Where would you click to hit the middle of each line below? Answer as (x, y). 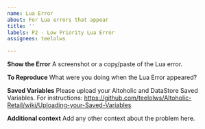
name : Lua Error (30, 13)
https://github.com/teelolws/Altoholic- (138, 98)
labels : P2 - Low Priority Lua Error (61, 32)
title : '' (21, 26)
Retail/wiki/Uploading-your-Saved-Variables (69, 105)
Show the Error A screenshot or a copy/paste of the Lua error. (95, 64)
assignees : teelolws (37, 39)
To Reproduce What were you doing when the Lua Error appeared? (102, 77)
